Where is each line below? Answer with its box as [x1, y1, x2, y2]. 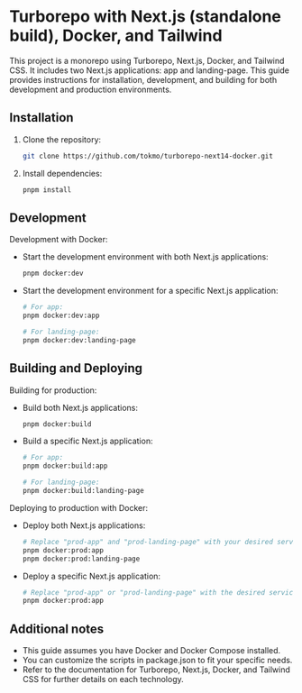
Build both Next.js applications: [22, 402, 138, 413]
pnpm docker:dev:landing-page [22, 335, 137, 344]
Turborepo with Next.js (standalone [9, 6, 282, 27]
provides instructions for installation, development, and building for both [9, 74, 278, 85]
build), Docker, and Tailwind [9, 25, 223, 46]
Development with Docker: [9, 234, 108, 245]
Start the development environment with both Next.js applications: [22, 251, 269, 262]
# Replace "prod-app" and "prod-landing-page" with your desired [22, 537, 273, 546]
